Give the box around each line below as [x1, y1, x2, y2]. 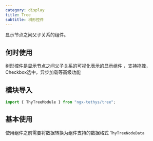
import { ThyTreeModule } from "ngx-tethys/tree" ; [5, 99, 116, 105]
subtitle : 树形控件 [5, 17, 44, 22]
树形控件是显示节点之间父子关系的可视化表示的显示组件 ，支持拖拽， [5, 63, 150, 69]
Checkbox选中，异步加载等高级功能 [5, 69, 81, 75]
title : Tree [5, 12, 31, 17]
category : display [5, 7, 45, 13]
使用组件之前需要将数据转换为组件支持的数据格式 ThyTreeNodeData [5, 129, 145, 136]
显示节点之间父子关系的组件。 [5, 32, 68, 38]
